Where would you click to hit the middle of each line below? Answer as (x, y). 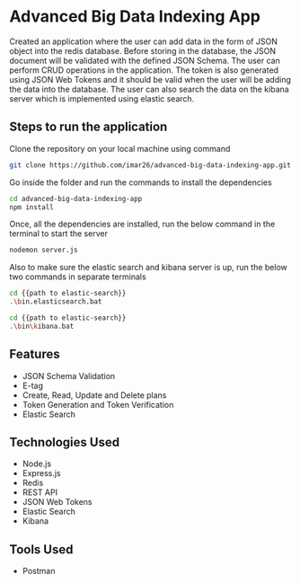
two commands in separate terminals (78, 277)
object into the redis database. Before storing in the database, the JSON (143, 50)
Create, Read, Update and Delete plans (94, 395)
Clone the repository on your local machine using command (120, 148)
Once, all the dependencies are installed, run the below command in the (142, 224)
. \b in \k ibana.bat (42, 326)
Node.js (37, 464)
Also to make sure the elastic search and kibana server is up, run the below (148, 268)
